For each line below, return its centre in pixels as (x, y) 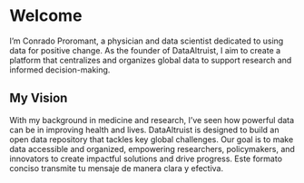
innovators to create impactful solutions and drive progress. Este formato (146, 159)
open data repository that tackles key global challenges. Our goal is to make (152, 139)
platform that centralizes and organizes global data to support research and (151, 60)
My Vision (39, 98)
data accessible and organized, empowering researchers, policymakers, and (152, 149)
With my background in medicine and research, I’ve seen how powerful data (152, 120)
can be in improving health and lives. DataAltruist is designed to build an (144, 130)
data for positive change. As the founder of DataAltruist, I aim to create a (145, 50)
